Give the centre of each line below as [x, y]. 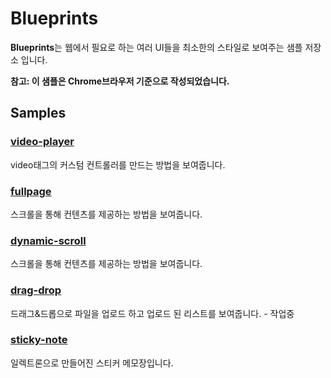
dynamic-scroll [48, 240]
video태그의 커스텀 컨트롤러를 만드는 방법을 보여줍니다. [118, 164]
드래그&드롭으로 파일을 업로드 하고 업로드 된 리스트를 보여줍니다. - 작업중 [152, 313]
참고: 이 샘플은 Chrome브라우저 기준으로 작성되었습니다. [120, 81]
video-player [42, 142]
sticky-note [39, 340]
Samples [38, 113]
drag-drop [36, 290]
